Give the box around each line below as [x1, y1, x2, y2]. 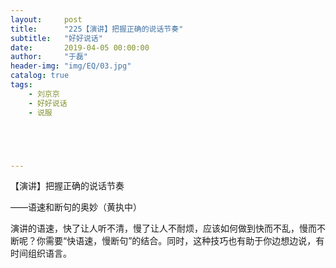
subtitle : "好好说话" [10, 33, 103, 43]
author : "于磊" [10, 52, 89, 62]
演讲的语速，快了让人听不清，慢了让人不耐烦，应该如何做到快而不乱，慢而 [10, 222, 317, 235]
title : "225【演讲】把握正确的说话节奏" [10, 24, 184, 34]
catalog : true [10, 71, 70, 81]
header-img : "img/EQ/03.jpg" [10, 61, 132, 71]
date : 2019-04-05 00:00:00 [10, 42, 150, 53]
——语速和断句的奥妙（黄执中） [10, 201, 142, 213]
